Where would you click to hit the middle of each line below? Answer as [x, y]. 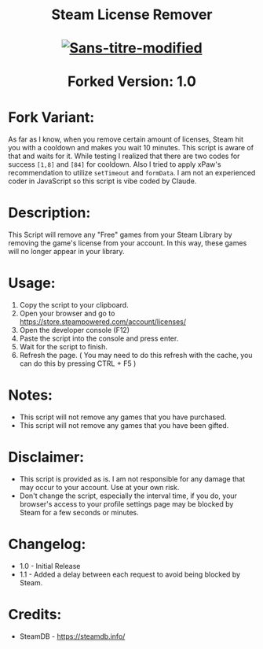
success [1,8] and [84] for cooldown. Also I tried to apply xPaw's [115, 164]
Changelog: [47, 544]
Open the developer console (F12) [74, 330]
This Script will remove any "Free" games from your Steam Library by [121, 235]
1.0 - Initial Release [50, 566]
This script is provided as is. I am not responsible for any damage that [132, 479]
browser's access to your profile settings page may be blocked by [126, 503]
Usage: [32, 283]
